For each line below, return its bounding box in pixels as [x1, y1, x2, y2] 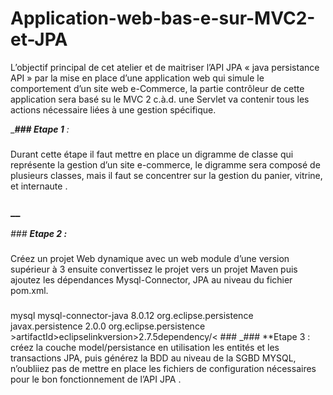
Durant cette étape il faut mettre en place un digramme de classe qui [10, 148, 294, 160]
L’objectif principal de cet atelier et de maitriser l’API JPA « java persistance [10, 61, 320, 73]
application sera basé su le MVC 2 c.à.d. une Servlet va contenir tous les [10, 93, 310, 105]
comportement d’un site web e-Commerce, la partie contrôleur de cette [10, 82, 305, 94]
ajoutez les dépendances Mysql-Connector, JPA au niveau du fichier [10, 274, 293, 286]
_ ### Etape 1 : [10, 123, 70, 135]
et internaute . [10, 180, 68, 192]
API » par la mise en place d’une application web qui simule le [10, 72, 265, 84]
